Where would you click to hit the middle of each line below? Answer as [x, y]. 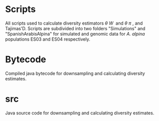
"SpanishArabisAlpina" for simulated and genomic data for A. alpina [75, 34]
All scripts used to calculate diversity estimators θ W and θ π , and [74, 23]
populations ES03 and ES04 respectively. [48, 39]
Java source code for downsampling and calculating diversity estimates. [80, 113]
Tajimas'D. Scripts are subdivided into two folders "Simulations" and [75, 28]
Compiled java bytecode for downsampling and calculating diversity [75, 73]
